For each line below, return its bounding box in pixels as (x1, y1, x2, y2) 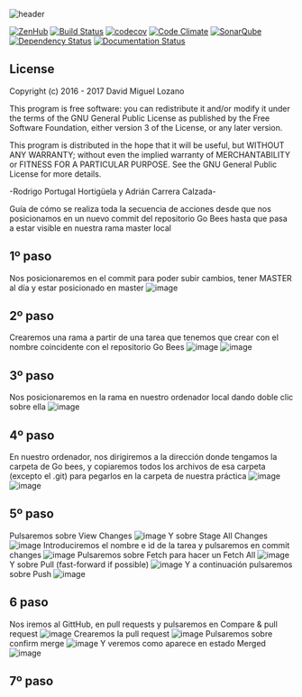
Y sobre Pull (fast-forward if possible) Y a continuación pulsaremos (9, 559, 293, 570)
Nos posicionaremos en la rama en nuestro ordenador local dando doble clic (9, 392, 294, 403)
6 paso (9, 595, 49, 610)
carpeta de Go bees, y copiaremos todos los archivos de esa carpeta (9, 461, 266, 472)
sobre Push (9, 568, 52, 579)
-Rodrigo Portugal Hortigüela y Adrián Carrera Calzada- (9, 186, 216, 197)
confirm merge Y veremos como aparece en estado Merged (9, 637, 266, 648)
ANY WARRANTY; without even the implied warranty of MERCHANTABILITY (9, 149, 291, 160)
